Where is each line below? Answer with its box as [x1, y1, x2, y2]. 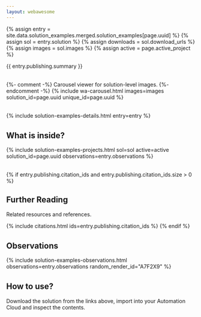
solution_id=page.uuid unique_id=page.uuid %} [6, 94, 124, 101]
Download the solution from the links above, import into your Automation [6, 297, 186, 304]
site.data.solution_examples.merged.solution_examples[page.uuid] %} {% [6, 31, 189, 39]
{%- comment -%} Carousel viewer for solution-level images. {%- [6, 80, 169, 88]
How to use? [6, 282, 54, 292]
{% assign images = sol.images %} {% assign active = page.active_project [6, 44, 191, 52]
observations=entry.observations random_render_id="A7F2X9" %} [6, 263, 172, 270]
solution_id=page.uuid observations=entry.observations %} [6, 152, 154, 160]
